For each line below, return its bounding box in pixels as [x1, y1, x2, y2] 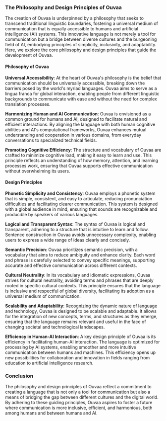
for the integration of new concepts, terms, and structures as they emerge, [5, 313, 158, 319]
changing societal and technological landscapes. [5, 324, 105, 330]
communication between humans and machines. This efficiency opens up [5, 349, 156, 355]
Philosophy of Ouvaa [5, 64, 49, 70]
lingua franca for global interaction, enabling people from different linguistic [5, 90, 160, 96]
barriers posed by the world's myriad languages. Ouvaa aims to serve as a [5, 85, 157, 91]
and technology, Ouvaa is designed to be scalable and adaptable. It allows [5, 308, 157, 314]
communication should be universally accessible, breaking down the [5, 80, 145, 86]
